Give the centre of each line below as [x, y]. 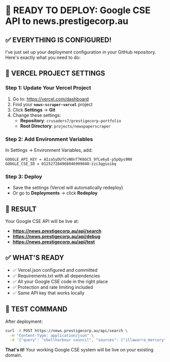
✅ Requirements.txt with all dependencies [56, 276]
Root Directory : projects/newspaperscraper [65, 126]
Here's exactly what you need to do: [43, 57]
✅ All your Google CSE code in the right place [60, 281]
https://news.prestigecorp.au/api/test [54, 242]
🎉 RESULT [21, 209]
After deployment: [24, 321]
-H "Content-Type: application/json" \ [52, 335]
